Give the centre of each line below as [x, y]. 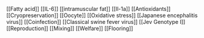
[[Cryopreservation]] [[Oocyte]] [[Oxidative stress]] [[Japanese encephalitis [102, 15]
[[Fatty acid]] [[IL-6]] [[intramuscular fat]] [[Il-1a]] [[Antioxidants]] [89, 9]
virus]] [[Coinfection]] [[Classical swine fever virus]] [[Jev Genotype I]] [96, 22]
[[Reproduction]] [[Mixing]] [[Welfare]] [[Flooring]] [70, 28]
